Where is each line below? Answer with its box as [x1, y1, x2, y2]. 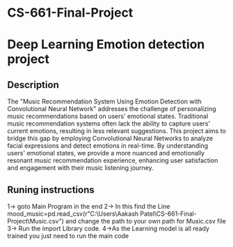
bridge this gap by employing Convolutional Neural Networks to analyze [7, 134, 214, 143]
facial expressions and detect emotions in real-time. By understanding [7, 142, 209, 150]
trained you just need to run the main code [7, 232, 129, 240]
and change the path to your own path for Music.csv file [65, 217, 226, 225]
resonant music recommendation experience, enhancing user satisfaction [7, 156, 218, 164]
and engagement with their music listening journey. [7, 164, 154, 172]
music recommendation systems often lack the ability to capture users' [7, 119, 211, 128]
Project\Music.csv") [7, 217, 65, 225]
